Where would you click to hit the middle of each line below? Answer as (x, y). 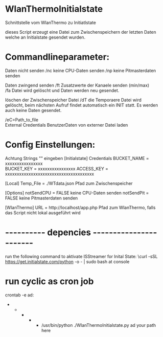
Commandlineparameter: (57, 57)
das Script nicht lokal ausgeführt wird (43, 213)
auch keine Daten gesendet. (34, 110)
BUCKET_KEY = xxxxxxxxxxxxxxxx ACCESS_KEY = (57, 168)
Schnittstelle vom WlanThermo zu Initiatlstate (51, 22)
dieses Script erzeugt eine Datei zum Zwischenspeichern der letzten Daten (81, 32)
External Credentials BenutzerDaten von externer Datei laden (67, 125)
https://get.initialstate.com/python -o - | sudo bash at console (67, 261)
